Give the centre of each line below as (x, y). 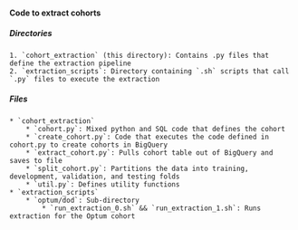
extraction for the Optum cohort (72, 216)
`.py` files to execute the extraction (85, 79)
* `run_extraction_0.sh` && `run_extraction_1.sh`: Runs (151, 208)
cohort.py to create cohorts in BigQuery (89, 145)
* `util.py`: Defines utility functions (103, 184)
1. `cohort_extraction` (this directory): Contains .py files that (139, 55)
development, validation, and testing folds (95, 177)
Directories (31, 34)
